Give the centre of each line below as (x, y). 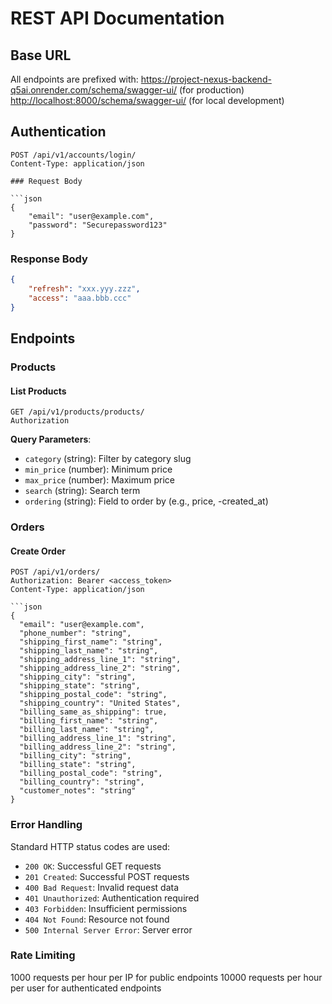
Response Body (49, 259)
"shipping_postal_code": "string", (93, 695)
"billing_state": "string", (78, 765)
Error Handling (46, 825)
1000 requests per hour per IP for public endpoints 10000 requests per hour (166, 977)
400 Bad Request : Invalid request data (101, 887)
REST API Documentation (117, 18)
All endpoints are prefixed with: (74, 79)
